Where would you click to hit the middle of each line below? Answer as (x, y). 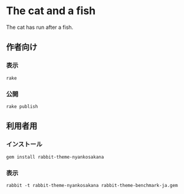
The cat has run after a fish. (40, 27)
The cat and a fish (51, 11)
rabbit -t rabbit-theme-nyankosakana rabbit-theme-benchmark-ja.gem (92, 185)
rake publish (22, 106)
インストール (24, 144)
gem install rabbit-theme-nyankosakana (55, 157)
